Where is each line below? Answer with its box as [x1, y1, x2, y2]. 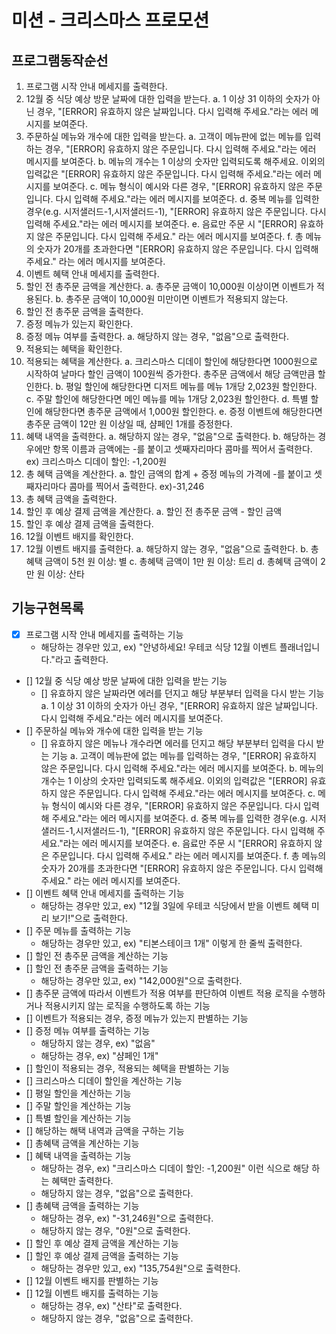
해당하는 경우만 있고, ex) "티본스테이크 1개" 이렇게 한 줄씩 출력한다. [40, 937, 303, 949]
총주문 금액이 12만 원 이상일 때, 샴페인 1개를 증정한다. [25, 418, 233, 430]
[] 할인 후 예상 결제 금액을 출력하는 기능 [25, 1249, 179, 1261]
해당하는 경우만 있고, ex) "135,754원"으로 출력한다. [40, 1262, 241, 1274]
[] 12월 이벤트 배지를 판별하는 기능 [25, 1274, 159, 1286]
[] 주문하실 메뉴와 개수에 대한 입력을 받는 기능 [25, 724, 204, 736]
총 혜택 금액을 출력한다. [25, 493, 118, 505]
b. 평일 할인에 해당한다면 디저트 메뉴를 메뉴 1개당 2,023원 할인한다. [55, 381, 318, 392]
